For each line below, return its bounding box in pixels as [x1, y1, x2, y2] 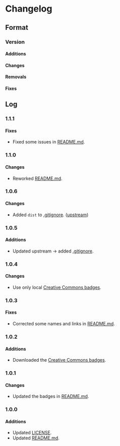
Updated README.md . [12, 435, 59, 441]
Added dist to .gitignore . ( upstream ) [12, 212, 89, 218]
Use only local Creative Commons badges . [12, 284, 102, 290]
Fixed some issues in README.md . [12, 139, 85, 145]
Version [5, 38, 25, 45]
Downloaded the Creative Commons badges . [12, 357, 106, 363]
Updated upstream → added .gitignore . [12, 248, 94, 254]
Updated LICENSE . [12, 430, 52, 436]
